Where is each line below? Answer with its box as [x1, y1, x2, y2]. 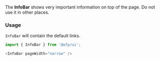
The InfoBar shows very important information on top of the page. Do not [5, 4, 156, 10]
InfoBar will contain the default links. [5, 33, 80, 39]
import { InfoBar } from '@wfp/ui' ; [5, 42, 81, 47]
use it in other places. [5, 9, 50, 15]
